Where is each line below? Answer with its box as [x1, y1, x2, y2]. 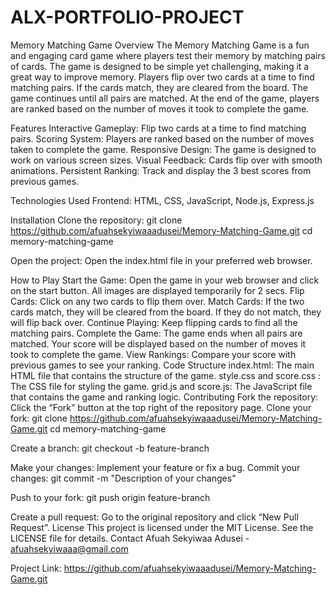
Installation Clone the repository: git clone [10, 214, 183, 226]
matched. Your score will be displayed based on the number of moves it [10, 337, 307, 350]
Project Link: [10, 562, 62, 574]
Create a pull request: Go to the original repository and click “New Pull [10, 511, 299, 523]
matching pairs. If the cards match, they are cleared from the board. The [10, 81, 308, 93]
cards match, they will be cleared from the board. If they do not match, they [10, 306, 322, 318]
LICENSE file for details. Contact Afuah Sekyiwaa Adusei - [10, 532, 250, 544]
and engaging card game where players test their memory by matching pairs [10, 49, 326, 61]
